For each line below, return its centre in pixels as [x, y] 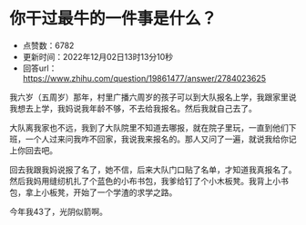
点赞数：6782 [48, 45]
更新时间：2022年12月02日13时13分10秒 [98, 56]
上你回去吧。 [33, 150]
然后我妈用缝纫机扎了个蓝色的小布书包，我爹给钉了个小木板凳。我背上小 [145, 181]
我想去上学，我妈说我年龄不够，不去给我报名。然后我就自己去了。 [133, 108]
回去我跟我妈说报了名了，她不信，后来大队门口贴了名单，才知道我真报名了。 [153, 170]
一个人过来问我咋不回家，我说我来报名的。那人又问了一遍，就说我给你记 [161, 139]
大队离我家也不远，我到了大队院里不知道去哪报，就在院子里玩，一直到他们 [149, 127]
